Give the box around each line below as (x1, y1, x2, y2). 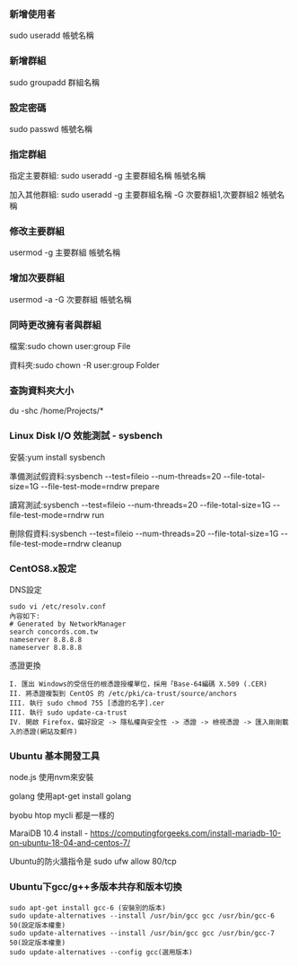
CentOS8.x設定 (9, 562, 77, 575)
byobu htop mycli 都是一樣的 (9, 810, 115, 821)
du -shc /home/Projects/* (9, 406, 104, 417)
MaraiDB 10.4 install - (9, 828, 89, 839)
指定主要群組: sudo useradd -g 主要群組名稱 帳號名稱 (9, 171, 206, 181)
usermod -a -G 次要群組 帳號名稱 (9, 294, 132, 304)
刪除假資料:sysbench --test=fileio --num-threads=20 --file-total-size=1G (9, 528, 279, 539)
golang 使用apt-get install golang (9, 791, 132, 802)
